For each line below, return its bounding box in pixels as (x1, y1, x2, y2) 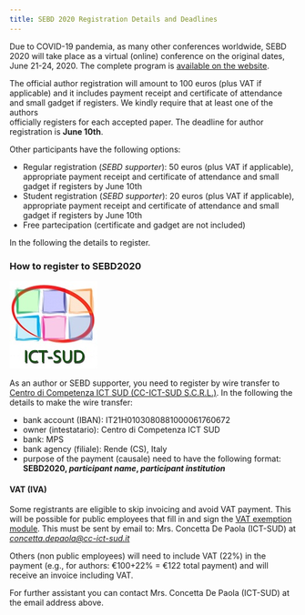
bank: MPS (22, 433, 64, 445)
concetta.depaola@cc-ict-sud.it (9, 533, 130, 544)
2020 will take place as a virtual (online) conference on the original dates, (9, 50, 285, 61)
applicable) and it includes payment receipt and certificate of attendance (9, 87, 283, 98)
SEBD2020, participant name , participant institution (22, 462, 226, 473)
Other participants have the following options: (9, 144, 181, 155)
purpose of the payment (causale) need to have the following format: (22, 453, 282, 464)
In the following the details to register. (9, 237, 151, 247)
